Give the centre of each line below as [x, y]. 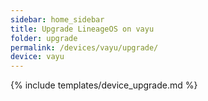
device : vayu [37, 57]
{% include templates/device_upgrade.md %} [104, 85]
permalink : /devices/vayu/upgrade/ [84, 47]
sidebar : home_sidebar [57, 19]
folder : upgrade [44, 38]
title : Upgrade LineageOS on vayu [82, 29]
